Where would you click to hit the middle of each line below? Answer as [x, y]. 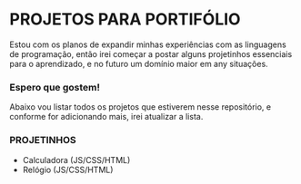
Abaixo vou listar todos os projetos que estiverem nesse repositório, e [140, 107]
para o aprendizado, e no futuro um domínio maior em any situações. [139, 63]
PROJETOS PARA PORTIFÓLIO [125, 19]
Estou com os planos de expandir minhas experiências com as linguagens [148, 44]
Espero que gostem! [55, 87]
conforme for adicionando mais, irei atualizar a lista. [106, 117]
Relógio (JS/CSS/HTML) [68, 169]
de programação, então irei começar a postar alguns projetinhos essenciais [151, 53]
